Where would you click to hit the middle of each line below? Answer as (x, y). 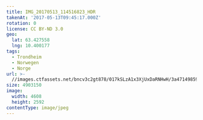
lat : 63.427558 (31, 40)
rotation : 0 (21, 23)
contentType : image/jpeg (37, 108)
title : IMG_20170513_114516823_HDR (51, 12)
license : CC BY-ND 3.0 (35, 29)
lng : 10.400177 (31, 46)
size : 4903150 (24, 85)
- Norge (21, 68)
